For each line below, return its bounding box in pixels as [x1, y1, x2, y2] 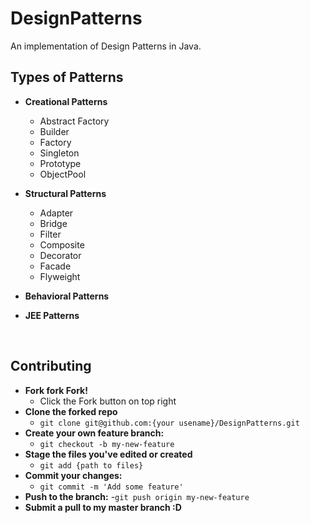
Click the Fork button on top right [39, 395, 177, 407]
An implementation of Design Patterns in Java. [10, 40, 202, 52]
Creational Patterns [24, 95, 108, 107]
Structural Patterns [24, 187, 107, 199]
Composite [39, 238, 85, 251]
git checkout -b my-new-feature [39, 439, 175, 449]
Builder [39, 125, 70, 137]
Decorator [39, 249, 82, 261]
